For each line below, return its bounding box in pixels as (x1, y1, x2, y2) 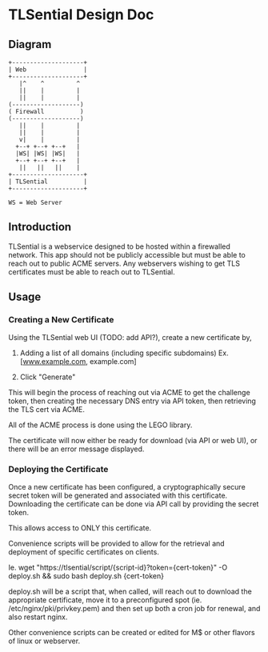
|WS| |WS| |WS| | (15, 150, 81, 158)
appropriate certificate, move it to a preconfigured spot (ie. (8, 594, 202, 605)
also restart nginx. (8, 612, 68, 622)
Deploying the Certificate (8, 464, 109, 475)
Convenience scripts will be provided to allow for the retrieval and (8, 538, 226, 548)
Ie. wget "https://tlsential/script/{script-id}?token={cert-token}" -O (8, 562, 228, 572)
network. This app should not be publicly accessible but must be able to (8, 250, 246, 259)
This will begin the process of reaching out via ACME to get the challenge (8, 387, 250, 397)
